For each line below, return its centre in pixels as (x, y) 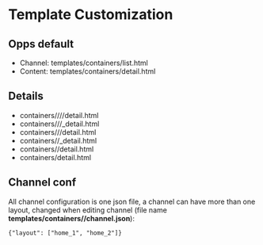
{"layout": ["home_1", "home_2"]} (65, 233)
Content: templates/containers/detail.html (88, 71)
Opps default (41, 44)
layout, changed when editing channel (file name (88, 210)
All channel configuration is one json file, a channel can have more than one (132, 201)
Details (26, 96)
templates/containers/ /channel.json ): (71, 218)
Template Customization (91, 15)
